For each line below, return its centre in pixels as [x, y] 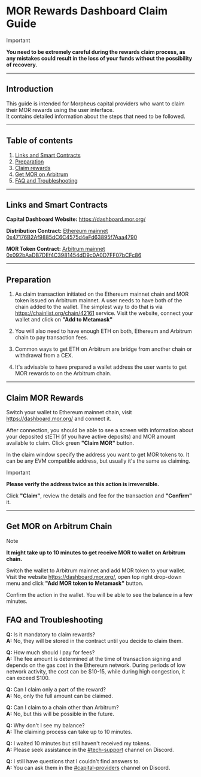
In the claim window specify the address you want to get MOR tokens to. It [98, 454]
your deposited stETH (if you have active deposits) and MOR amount [91, 436]
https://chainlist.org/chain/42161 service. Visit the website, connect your [104, 313]
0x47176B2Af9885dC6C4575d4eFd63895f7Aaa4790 [72, 237]
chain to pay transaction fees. [51, 338]
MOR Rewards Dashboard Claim [87, 11]
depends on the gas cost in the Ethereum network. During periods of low [96, 665]
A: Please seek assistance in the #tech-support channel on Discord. [90, 749]
